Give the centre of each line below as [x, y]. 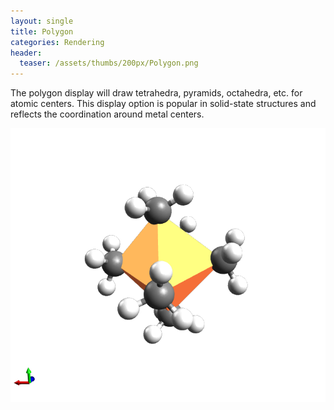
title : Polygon [42, 31]
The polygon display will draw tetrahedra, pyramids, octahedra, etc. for [156, 93]
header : [26, 53]
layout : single [42, 21]
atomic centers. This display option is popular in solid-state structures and [163, 104]
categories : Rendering [57, 42]
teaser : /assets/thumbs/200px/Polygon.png [109, 63]
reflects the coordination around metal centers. [107, 114]
